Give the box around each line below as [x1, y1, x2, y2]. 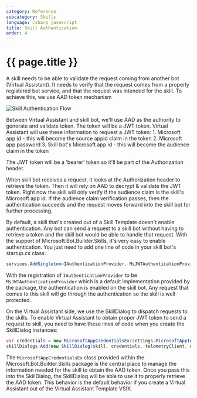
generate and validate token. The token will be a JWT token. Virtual [6, 122, 168, 129]
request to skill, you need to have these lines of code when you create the [6, 320, 185, 327]
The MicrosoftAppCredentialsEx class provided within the [6, 354, 145, 361]
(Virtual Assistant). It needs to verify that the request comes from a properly [6, 81, 189, 88]
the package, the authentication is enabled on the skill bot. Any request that [6, 284, 189, 291]
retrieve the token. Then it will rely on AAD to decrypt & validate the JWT [6, 183, 182, 190]
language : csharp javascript [6, 19, 77, 25]
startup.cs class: [6, 250, 46, 257]
